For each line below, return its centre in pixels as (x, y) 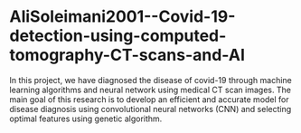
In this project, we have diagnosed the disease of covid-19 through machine (150, 80)
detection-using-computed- (118, 36)
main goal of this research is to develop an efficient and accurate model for (149, 99)
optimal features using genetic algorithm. (86, 119)
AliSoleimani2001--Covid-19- (122, 17)
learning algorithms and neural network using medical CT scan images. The (150, 90)
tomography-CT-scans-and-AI (127, 55)
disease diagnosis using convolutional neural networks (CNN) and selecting (150, 109)
